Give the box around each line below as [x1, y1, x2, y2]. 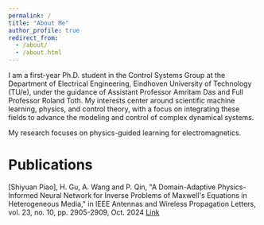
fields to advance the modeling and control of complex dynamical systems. [8, 113, 254, 122]
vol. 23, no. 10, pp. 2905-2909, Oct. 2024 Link [8, 208, 160, 217]
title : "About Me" [8, 19, 69, 27]
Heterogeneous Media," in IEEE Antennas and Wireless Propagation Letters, [8, 199, 256, 208]
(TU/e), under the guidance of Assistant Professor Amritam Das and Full [8, 87, 244, 96]
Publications [8, 156, 93, 174]
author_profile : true [8, 26, 80, 34]
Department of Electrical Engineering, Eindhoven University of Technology [8, 79, 252, 88]
